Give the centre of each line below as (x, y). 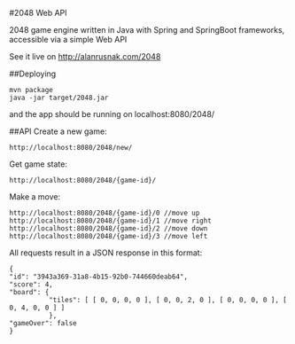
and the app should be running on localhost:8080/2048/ (112, 114)
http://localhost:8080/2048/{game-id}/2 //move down (109, 229)
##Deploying (33, 74)
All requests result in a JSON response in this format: (106, 253)
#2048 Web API (38, 13)
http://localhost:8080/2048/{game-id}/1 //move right (111, 221)
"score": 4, (31, 285)
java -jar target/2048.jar (59, 98)
